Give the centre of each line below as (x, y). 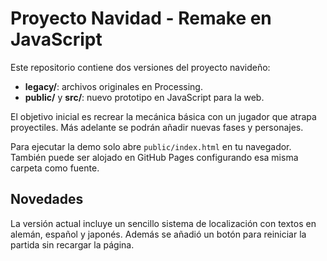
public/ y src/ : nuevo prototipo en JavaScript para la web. (144, 97)
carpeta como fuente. (55, 168)
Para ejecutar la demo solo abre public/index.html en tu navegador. (151, 146)
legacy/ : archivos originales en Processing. (113, 86)
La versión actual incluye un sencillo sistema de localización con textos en (163, 223)
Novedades (47, 199)
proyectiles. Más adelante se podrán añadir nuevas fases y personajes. (157, 127)
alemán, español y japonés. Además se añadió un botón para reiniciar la (158, 234)
